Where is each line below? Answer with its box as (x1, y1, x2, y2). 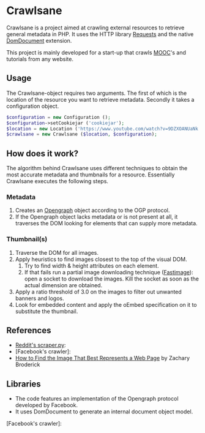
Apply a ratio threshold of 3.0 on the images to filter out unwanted (15, 288, 182, 295)
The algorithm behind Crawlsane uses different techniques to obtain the (6, 165, 188, 172)
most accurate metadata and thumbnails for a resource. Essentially (6, 171, 175, 178)
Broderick (15, 361, 40, 368)
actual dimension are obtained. (24, 281, 103, 288)
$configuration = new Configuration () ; (6, 114, 111, 120)
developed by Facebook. (15, 402, 78, 409)
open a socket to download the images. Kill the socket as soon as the (24, 275, 199, 282)
